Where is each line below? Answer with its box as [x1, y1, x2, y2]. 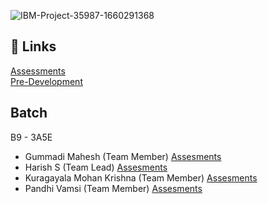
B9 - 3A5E [10, 131, 53, 143]
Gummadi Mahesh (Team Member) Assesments [24, 150, 222, 162]
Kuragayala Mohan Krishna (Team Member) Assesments [24, 171, 258, 184]
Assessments [10, 65, 66, 77]
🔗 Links [10, 38, 57, 55]
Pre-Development [10, 75, 83, 87]
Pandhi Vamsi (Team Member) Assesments [24, 182, 203, 194]
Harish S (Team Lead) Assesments [24, 161, 168, 173]
